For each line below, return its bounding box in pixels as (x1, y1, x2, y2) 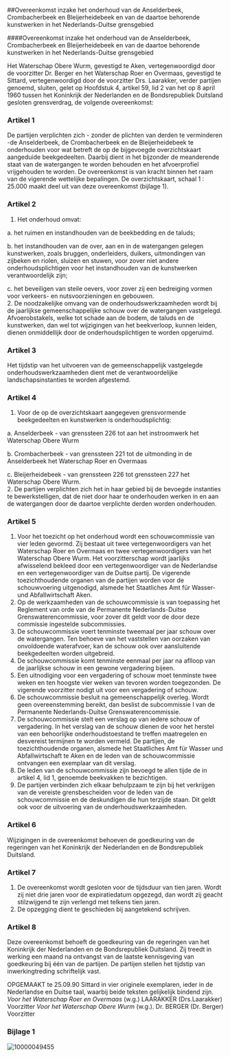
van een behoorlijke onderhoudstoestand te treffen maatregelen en (16, 729, 207, 738)
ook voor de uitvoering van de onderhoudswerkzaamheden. (16, 803, 187, 811)
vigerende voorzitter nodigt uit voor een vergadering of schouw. (16, 686, 199, 694)
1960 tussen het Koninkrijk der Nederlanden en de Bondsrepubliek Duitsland (7, 91, 223, 99)
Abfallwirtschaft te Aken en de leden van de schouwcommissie (16, 751, 196, 760)
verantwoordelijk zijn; (7, 271, 68, 279)
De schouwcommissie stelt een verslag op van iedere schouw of (16, 715, 200, 723)
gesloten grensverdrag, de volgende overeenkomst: (7, 98, 154, 106)
